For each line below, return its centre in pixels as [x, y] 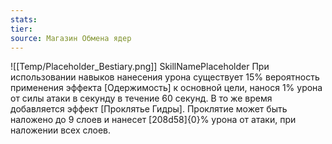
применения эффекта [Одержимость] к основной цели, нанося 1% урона [166, 88]
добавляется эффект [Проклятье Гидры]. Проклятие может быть [149, 109]
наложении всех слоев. [61, 130]
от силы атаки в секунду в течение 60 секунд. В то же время [141, 98]
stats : [24, 19]
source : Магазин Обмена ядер [71, 38]
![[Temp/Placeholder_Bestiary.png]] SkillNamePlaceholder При [140, 67]
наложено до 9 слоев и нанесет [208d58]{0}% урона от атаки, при [153, 120]
